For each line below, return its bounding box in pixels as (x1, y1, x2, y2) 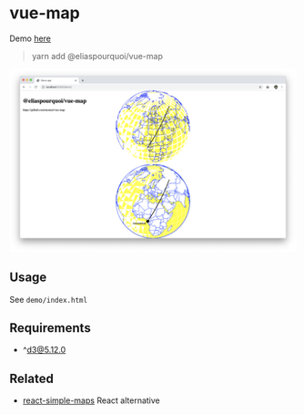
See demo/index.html (9, 294, 88, 305)
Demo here (9, 33, 52, 44)
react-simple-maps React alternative (22, 395, 161, 406)
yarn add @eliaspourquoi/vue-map (31, 50, 164, 61)
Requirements (9, 320, 91, 336)
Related (9, 370, 55, 386)
